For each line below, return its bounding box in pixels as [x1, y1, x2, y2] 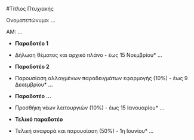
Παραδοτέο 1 [14, 40, 49, 47]
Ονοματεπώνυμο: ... [6, 17, 56, 23]
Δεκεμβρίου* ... [14, 81, 53, 88]
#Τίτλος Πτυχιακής [6, 5, 54, 12]
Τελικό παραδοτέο [14, 116, 63, 123]
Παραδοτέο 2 [14, 63, 50, 70]
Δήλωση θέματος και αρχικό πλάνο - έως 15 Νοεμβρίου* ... [14, 51, 162, 59]
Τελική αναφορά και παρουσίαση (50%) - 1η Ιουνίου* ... [14, 127, 154, 134]
